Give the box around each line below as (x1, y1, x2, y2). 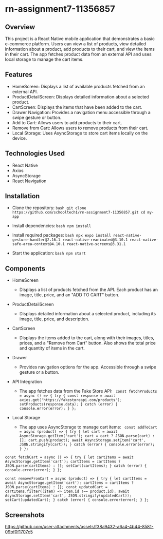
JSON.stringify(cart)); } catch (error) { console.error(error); (19, 442, 155, 447)
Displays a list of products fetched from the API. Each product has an (19, 287, 158, 293)
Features (5, 71, 33, 79)
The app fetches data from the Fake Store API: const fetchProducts (19, 388, 157, 394)
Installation (5, 192, 40, 200)
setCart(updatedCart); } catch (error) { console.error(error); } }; (5, 498, 149, 502)
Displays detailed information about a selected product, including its (19, 311, 156, 317)
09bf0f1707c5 (5, 529, 33, 535)
